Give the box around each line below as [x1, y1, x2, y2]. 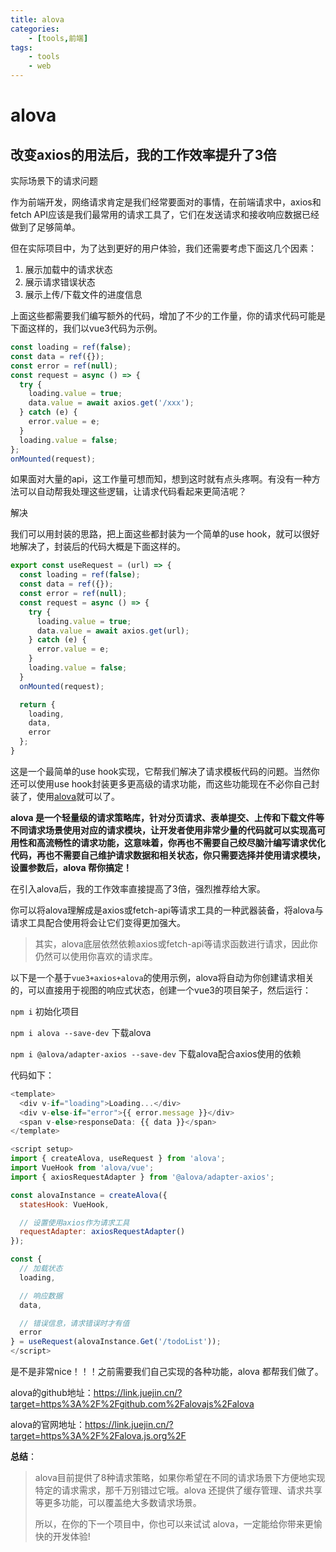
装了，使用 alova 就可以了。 [10, 790, 121, 802]
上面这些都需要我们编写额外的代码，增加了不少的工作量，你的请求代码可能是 [10, 310, 326, 321]
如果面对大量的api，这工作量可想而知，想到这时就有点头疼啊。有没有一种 [10, 473, 312, 485]
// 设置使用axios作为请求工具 [19, 1217, 130, 1228]
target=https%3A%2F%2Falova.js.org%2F [10, 1430, 187, 1441]
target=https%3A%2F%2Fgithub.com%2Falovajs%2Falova [10, 1398, 255, 1410]
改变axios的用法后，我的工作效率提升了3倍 [10, 146, 277, 163]
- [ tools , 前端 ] [28, 33, 89, 43]
